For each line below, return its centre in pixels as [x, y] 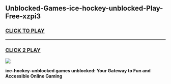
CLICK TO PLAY [25, 31]
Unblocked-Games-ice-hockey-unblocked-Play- [84, 8]
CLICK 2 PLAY [23, 50]
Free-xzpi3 [23, 17]
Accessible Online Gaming [34, 76]
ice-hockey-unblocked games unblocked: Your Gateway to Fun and [78, 70]
